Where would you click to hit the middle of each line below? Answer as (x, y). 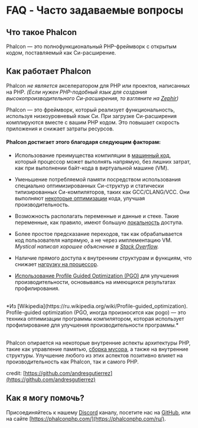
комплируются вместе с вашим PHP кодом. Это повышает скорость (93, 122)
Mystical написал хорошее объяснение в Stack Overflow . (87, 247)
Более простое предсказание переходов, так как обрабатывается (98, 234)
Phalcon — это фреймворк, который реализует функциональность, (91, 110)
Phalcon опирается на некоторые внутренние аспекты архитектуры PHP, (98, 343)
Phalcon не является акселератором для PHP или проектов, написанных (98, 85)
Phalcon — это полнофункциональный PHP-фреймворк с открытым (91, 46)
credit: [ (16, 373)
